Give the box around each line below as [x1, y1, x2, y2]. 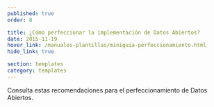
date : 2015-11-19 [7, 35, 58, 42]
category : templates [7, 67, 67, 74]
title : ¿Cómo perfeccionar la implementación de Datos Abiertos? [7, 29, 200, 36]
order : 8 [7, 17, 33, 23]
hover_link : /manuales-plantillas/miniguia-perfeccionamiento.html [7, 42, 207, 49]
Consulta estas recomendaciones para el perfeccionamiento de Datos [7, 86, 208, 94]
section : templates [7, 61, 64, 68]
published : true [7, 10, 54, 17]
